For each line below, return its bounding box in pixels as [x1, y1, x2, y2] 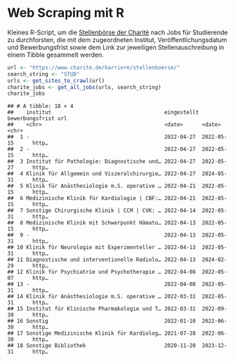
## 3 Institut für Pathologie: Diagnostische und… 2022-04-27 [7, 158, 196, 166]
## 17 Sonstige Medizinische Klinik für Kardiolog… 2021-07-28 [7, 330, 196, 337]
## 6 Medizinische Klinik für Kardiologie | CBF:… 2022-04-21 [7, 195, 196, 202]
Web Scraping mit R [7, 5, 125, 21]
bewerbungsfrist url [7, 115, 68, 122]
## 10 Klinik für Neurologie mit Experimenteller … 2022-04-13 [7, 244, 196, 251]
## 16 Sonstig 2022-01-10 [7, 318, 196, 325]
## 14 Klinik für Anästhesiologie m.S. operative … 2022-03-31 [7, 293, 196, 300]
